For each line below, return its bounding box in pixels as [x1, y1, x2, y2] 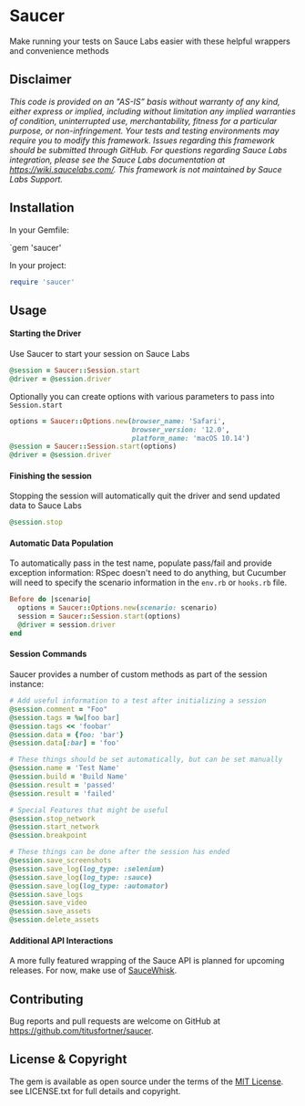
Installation [9, 200, 75, 215]
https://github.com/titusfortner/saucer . [9, 1026, 154, 1037]
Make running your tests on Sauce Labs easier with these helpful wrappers [9, 36, 291, 47]
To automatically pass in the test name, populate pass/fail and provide [9, 558, 272, 569]
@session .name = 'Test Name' [9, 764, 120, 773]
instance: [9, 679, 45, 690]
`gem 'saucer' [9, 242, 62, 253]
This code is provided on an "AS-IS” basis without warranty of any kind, [9, 96, 280, 107]
